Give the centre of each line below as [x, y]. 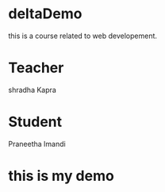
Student [35, 122]
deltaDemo [45, 14]
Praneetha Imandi [37, 144]
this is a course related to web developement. [82, 36]
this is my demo [61, 176]
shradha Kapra [33, 90]
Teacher [36, 68]
